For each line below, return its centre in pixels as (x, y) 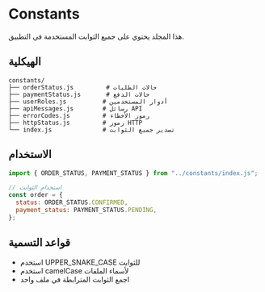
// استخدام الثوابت (35, 188)
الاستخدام (30, 154)
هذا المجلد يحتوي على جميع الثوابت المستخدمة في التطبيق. (96, 36)
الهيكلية (25, 62)
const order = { (36, 195)
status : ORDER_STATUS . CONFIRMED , (72, 202)
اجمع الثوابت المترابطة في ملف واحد (75, 279)
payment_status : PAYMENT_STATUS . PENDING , (86, 211)
